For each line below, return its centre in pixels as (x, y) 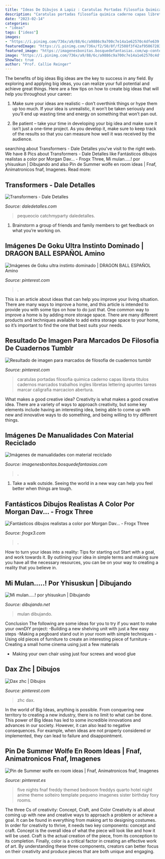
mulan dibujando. (35, 614)
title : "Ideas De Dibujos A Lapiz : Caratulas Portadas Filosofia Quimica (83, 10)
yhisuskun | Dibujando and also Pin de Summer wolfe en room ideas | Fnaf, (81, 164)
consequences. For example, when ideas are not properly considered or (78, 730)
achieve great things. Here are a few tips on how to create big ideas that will (82, 89)
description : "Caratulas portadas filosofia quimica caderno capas (76, 14)
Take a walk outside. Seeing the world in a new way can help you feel (82, 483)
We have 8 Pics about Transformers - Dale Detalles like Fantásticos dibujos (81, 154)
